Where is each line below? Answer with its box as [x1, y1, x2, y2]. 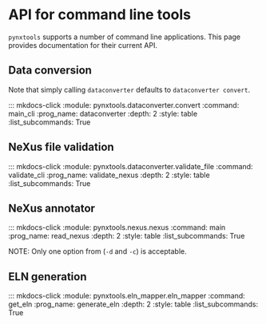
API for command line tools [8, 6, 192, 24]
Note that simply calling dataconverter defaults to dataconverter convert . [8, 85, 250, 94]
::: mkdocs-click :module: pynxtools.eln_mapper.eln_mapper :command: [8, 291, 245, 301]
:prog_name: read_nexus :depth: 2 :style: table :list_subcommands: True [8, 231, 245, 241]
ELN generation [8, 270, 87, 283]
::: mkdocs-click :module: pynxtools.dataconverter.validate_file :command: [8, 161, 253, 171]
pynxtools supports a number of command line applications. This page [8, 32, 241, 41]
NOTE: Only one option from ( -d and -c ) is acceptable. [8, 247, 188, 256]
